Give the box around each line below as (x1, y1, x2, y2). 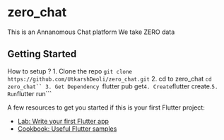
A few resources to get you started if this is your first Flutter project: (7, 103, 205, 112)
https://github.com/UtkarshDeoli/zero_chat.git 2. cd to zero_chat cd (7, 74, 212, 83)
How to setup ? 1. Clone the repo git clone (7, 66, 133, 75)
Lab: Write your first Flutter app (17, 117, 110, 125)
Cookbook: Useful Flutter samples (17, 124, 117, 133)
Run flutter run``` (7, 89, 52, 98)
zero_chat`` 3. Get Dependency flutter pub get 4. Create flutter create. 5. (7, 82, 218, 91)
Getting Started (7, 48, 77, 60)
